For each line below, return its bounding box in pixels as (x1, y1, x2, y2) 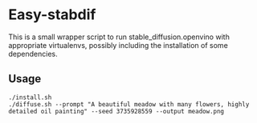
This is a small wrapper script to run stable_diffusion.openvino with (8, 32, 230, 42)
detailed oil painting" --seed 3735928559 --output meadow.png (8, 107, 225, 115)
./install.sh (8, 93, 52, 101)
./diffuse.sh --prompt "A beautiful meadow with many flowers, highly (8, 100, 250, 109)
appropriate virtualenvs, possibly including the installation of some (8, 40, 229, 50)
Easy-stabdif (8, 6, 96, 24)
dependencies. (8, 49, 58, 58)
